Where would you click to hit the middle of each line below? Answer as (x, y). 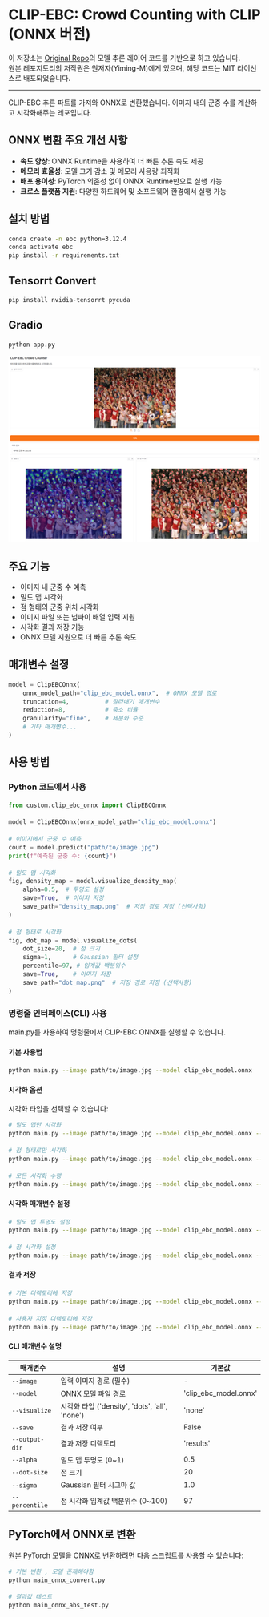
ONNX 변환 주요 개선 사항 (68, 141)
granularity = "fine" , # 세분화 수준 (83, 719)
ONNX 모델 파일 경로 (93, 1393)
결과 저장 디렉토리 (88, 1443)
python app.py (32, 345)
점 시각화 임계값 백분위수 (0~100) (114, 1501)
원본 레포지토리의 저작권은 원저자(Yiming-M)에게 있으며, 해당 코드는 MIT (122, 68)
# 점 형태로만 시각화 (38, 1150)
